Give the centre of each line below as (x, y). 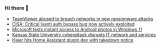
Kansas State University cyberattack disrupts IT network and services (84, 35)
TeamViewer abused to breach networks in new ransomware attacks (82, 19)
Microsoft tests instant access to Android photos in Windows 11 (77, 29)
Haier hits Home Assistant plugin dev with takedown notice (72, 40)
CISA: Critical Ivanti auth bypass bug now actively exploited (73, 24)
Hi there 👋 (17, 8)
